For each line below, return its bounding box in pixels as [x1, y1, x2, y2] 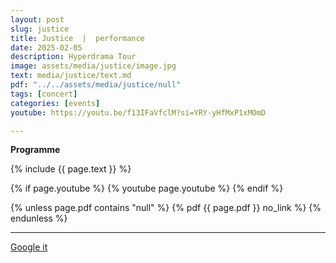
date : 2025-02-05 [10, 42, 83, 53]
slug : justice [10, 24, 70, 34]
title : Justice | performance [10, 33, 145, 43]
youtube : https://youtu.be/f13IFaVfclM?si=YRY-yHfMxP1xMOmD [10, 107, 267, 118]
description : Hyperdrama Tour [10, 52, 137, 62]
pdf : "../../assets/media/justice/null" [10, 80, 182, 90]
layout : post [10, 14, 65, 25]
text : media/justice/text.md [10, 71, 132, 81]
